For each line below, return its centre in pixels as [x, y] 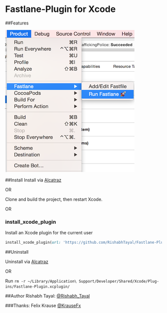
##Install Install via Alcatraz [33, 180]
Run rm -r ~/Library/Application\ [41, 281]
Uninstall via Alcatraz [27, 262]
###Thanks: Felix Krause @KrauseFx [43, 306]
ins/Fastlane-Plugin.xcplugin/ [38, 287]
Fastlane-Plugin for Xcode [60, 9]
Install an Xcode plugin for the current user [49, 233]
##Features [17, 23]
